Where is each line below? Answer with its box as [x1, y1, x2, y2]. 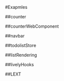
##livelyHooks [5, 62, 34, 67]
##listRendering [5, 52, 38, 58]
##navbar [5, 33, 25, 39]
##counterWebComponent [5, 23, 59, 29]
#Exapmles [5, 4, 28, 10]
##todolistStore [5, 42, 37, 48]
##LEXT [5, 71, 21, 77]
